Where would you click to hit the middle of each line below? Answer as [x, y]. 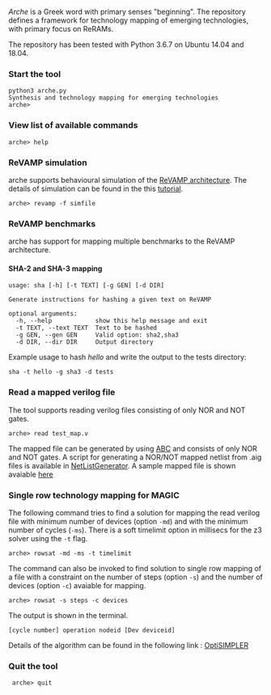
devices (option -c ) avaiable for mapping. [77, 585]
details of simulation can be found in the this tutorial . [96, 189]
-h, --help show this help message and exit [112, 321]
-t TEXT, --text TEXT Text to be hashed [87, 328]
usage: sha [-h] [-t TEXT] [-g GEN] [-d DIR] [86, 286]
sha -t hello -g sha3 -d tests [61, 372]
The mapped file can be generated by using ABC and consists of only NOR [133, 448]
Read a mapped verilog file [62, 392]
